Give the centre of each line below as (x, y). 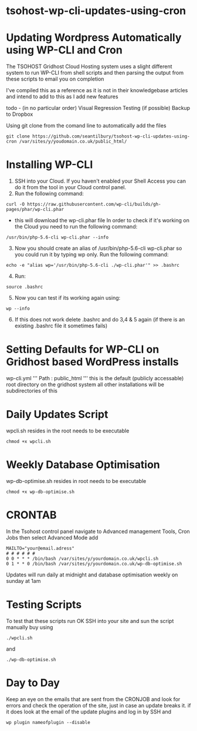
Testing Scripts (44, 605)
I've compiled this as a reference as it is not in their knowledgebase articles (97, 90)
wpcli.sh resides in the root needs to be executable (68, 431)
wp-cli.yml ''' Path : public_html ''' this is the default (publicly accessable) (95, 378)
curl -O (16, 204)
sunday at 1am (23, 581)
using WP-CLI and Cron (64, 50)
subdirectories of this (32, 391)
